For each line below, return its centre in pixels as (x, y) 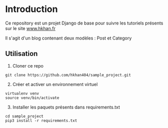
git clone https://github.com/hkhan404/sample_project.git (68, 75)
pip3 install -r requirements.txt (41, 120)
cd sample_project (24, 116)
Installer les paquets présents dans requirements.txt (66, 107)
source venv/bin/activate (32, 98)
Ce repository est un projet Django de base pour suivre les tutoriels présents (84, 23)
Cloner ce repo (28, 65)
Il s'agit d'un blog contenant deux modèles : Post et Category (68, 38)
